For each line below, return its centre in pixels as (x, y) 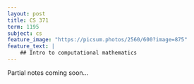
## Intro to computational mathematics (79, 53)
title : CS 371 (28, 20)
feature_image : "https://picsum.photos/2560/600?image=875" (98, 40)
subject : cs (25, 33)
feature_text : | (31, 46)
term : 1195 (23, 27)
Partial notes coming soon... (48, 72)
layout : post (26, 14)
